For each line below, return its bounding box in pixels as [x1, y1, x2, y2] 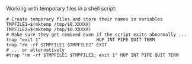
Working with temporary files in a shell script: [6, 5, 117, 12]
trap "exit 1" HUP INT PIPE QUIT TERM [6, 37, 155, 43]
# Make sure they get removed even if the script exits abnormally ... [6, 32, 187, 38]
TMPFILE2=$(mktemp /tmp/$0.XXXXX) [6, 26, 92, 32]
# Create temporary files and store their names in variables [6, 16, 163, 22]
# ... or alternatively [6, 47, 65, 53]
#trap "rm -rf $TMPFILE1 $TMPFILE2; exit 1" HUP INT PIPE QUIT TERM [6, 52, 179, 58]
